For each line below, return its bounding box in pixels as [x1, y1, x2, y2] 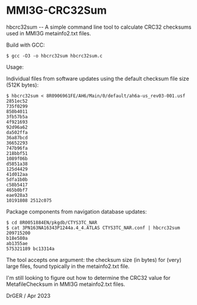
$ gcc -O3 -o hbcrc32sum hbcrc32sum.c [6, 53, 103, 59]
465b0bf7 [6, 187, 28, 193]
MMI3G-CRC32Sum [6, 4, 107, 17]
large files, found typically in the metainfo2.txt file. [6, 263, 130, 270]
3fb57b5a [6, 114, 28, 120]
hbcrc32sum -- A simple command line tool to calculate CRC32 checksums [6, 23, 192, 30]
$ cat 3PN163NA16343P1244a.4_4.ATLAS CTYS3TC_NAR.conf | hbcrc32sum [6, 225, 180, 231]
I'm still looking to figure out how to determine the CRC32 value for [6, 274, 171, 281]
